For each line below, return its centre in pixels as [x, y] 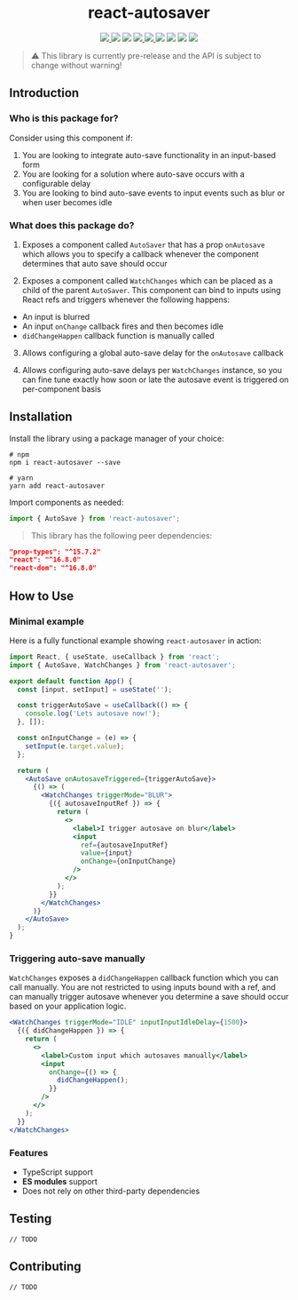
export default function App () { [71, 681]
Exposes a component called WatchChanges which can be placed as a [147, 280]
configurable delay [56, 183]
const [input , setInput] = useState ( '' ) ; [95, 690]
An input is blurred [56, 316]
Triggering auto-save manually [78, 958]
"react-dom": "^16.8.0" [53, 568]
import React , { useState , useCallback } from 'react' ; [114, 657]
